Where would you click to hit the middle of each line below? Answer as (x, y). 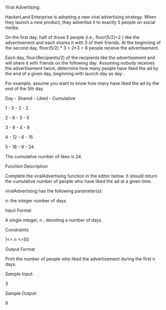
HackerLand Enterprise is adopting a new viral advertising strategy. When (81, 17)
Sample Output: (21, 293)
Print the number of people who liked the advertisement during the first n (80, 259)
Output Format (20, 249)
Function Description (27, 166)
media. (12, 28)
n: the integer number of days (36, 201)
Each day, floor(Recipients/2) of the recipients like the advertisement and (80, 58)
